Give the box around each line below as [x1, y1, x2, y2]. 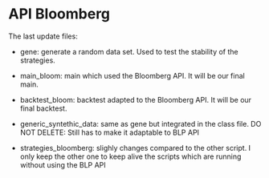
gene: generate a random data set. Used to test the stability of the [19, 47, 238, 56]
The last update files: [8, 31, 78, 41]
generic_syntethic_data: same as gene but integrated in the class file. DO [19, 119, 262, 128]
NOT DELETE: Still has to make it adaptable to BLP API [19, 127, 199, 137]
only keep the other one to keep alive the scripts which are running [19, 152, 242, 161]
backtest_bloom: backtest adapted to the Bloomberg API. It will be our [19, 95, 251, 104]
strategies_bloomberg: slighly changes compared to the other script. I [19, 143, 251, 152]
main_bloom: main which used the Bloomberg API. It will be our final [19, 71, 245, 80]
